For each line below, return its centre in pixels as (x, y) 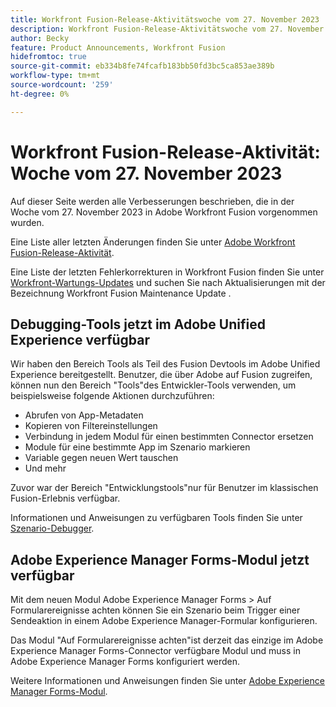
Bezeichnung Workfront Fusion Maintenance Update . (121, 293)
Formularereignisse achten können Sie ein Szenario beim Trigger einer (155, 610)
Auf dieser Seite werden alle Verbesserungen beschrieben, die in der (152, 201)
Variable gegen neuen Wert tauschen (101, 458)
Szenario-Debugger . (52, 528)
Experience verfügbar (80, 339)
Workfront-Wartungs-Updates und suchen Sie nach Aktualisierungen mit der (168, 282)
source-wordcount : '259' (62, 85)
